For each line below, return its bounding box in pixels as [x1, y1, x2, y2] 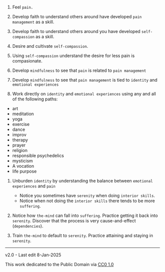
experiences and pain [12, 183, 55, 189]
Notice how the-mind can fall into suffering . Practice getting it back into [12, 212, 158, 218]
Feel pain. [12, 4, 33, 10]
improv [12, 132, 27, 137]
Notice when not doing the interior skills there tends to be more [19, 198, 155, 204]
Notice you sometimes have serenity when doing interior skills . [19, 193, 156, 198]
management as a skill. [12, 19, 55, 25]
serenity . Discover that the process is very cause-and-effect [12, 218, 136, 223]
